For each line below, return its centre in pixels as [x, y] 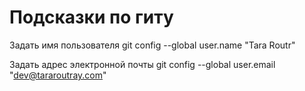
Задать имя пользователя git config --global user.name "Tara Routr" [152, 45]
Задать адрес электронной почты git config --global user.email [142, 64]
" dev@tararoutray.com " [58, 75]
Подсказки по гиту [91, 17]
